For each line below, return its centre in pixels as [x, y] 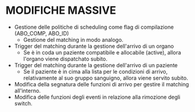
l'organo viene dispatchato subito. [65, 59]
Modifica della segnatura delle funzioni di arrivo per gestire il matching [102, 84]
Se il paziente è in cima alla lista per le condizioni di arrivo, [95, 71]
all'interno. [28, 90]
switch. [23, 103]
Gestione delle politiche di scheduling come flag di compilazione [94, 27]
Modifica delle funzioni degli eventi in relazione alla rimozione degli [97, 97]
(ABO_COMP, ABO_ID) [42, 33]
